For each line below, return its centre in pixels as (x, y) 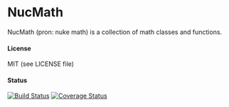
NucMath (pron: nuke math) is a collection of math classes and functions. (115, 32)
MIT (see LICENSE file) (41, 64)
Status (17, 80)
